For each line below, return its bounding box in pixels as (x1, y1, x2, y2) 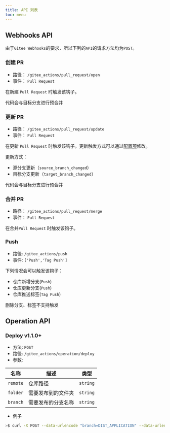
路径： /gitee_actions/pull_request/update (12, 125, 105, 132)
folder (8, 390, 24, 396)
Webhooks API (5, 31, 53, 40)
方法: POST (12, 344, 34, 350)
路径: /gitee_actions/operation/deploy (12, 351, 95, 357)
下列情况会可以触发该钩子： (5, 268, 63, 274)
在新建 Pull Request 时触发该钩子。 (5, 88, 79, 94)
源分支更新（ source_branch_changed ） (12, 164, 92, 171)
